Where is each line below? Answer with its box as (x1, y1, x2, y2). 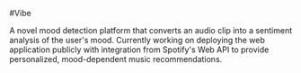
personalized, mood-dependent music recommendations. (9, 54, 223, 64)
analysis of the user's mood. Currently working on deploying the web (9, 35, 265, 45)
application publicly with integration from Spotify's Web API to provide (9, 44, 270, 55)
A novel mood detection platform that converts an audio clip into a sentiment (9, 25, 293, 35)
